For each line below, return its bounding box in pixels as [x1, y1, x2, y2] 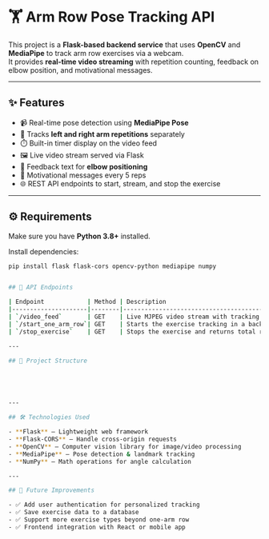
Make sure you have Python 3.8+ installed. [8, 231, 151, 241]
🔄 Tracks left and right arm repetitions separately [19, 129, 186, 138]
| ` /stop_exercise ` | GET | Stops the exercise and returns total [8, 327, 256, 336]
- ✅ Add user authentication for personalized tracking [8, 501, 200, 509]
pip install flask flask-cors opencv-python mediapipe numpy [8, 262, 217, 270]
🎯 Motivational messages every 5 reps [19, 170, 147, 180]
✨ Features [8, 96, 65, 110]
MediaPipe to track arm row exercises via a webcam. [8, 48, 184, 58]
